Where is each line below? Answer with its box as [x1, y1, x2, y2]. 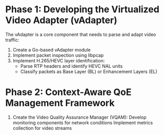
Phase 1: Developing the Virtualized [5, 4, 160, 15]
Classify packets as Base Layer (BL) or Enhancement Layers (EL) [20, 68, 158, 75]
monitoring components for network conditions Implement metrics [12, 119, 153, 126]
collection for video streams [12, 125, 72, 131]
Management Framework [5, 97, 115, 109]
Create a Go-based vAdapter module [12, 47, 91, 53]
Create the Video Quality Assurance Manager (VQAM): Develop [12, 114, 147, 120]
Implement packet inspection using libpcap [12, 52, 104, 58]
